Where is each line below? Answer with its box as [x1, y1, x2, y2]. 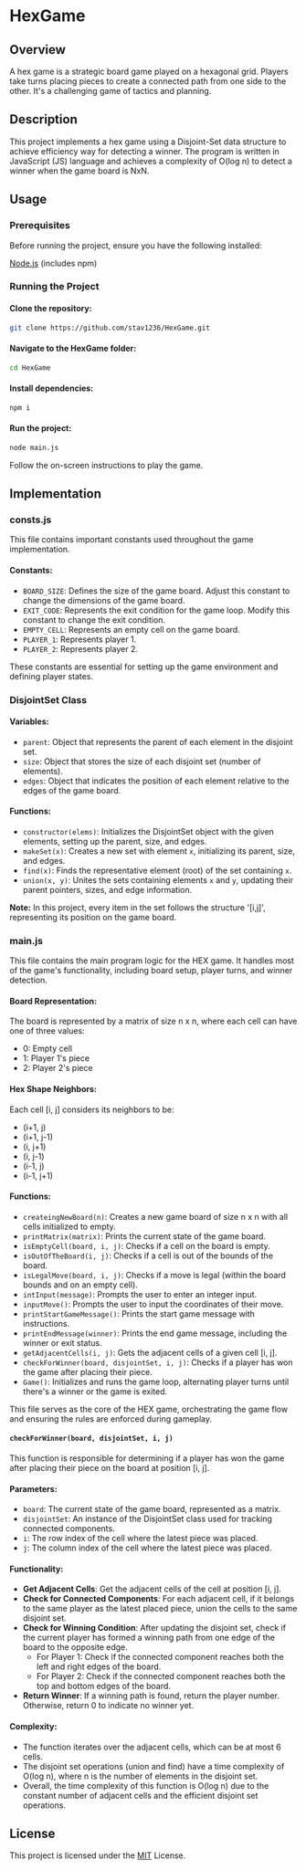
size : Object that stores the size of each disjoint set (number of [22, 755, 261, 767]
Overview [9, 42, 67, 58]
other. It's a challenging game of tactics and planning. [9, 86, 212, 96]
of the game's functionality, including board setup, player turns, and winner [9, 965, 293, 976]
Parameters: [9, 1483, 58, 1494]
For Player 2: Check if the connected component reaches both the [36, 1671, 286, 1682]
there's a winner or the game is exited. [22, 1385, 168, 1397]
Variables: [9, 716, 49, 727]
